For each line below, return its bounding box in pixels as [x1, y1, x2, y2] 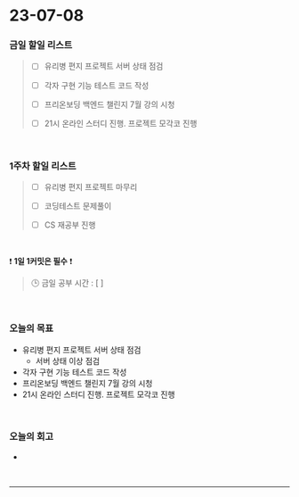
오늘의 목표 [9, 322, 54, 335]
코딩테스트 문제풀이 [44, 201, 112, 211]
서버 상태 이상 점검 [35, 355, 101, 366]
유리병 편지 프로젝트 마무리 [44, 182, 138, 193]
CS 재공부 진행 [44, 220, 96, 230]
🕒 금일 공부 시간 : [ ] [30, 277, 104, 288]
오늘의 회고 [9, 430, 54, 443]
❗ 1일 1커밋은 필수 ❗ [9, 256, 73, 267]
